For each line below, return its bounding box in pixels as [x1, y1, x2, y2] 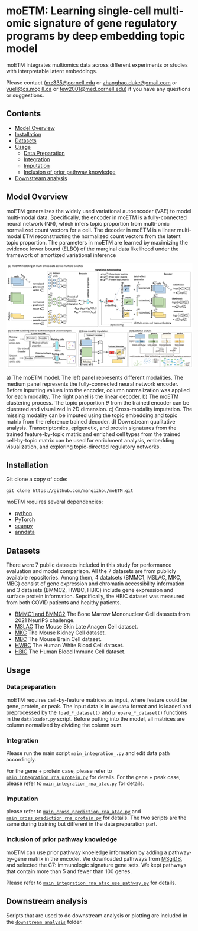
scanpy [14, 522, 33, 529]
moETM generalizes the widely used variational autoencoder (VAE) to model [6, 207, 192, 214]
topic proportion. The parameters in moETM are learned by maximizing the [6, 239, 188, 246]
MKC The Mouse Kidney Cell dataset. [14, 629, 106, 636]
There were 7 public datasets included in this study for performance [6, 561, 172, 568]
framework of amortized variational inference [6, 251, 116, 258]
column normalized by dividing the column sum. [6, 721, 123, 728]
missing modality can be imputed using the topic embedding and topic [6, 412, 178, 419]
